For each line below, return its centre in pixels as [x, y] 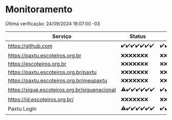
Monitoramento [39, 9]
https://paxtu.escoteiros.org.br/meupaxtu [58, 81]
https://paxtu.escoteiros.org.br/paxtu [52, 72]
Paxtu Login [22, 109]
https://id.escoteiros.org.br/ [41, 99]
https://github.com [30, 46]
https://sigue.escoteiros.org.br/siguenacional [62, 90]
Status [138, 36]
